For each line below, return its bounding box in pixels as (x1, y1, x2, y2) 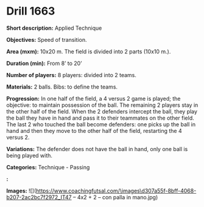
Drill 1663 (6, 4, 55, 18)
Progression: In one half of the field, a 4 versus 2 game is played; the (6, 95, 181, 102)
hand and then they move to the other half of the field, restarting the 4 (6, 127, 182, 134)
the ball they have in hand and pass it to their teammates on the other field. (6, 114, 195, 121)
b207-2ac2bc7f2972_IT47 (6, 193, 72, 201)
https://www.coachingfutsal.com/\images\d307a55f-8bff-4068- (35, 187, 197, 194)
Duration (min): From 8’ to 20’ (6, 59, 82, 67)
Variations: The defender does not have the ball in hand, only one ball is (6, 145, 188, 152)
